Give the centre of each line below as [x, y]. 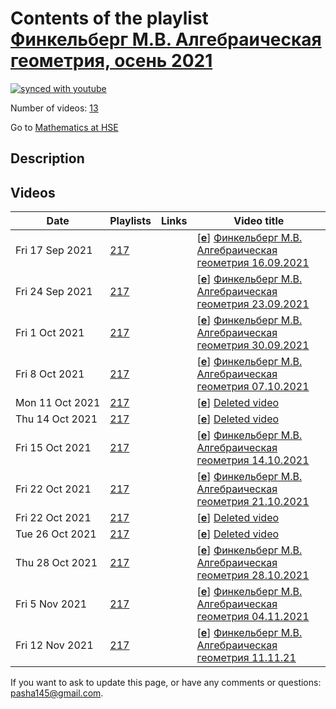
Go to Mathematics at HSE [64, 127]
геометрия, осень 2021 [111, 61]
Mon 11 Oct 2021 [58, 403]
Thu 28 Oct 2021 [56, 563]
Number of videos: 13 [54, 108]
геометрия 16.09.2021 [253, 263]
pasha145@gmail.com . [57, 693]
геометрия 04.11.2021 [253, 617]
